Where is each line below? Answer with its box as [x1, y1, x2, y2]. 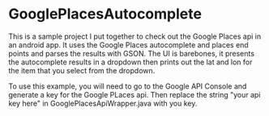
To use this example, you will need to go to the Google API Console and [8, 81, 247, 91]
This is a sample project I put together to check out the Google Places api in [8, 31, 262, 41]
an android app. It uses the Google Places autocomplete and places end [8, 39, 249, 49]
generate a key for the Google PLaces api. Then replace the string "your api [8, 89, 261, 99]
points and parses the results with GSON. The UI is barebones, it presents [8, 48, 255, 58]
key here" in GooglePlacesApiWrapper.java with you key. [8, 98, 198, 108]
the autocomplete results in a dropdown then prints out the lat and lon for [8, 57, 253, 67]
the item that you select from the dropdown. [8, 65, 156, 75]
